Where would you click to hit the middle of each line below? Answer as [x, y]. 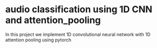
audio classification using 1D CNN [79, 9]
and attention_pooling [53, 20]
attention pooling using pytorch [38, 40]
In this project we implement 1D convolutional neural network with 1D [78, 34]
